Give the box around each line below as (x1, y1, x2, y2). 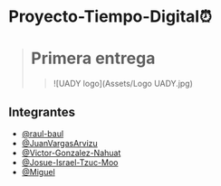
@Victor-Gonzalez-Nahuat (21, 147, 121, 158)
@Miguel (21, 166, 55, 177)
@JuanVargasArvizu (21, 137, 99, 148)
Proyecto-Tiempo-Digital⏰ (8, 6, 212, 27)
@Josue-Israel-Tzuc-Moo (21, 156, 119, 168)
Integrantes (8, 104, 76, 119)
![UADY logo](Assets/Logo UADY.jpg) (53, 79, 194, 89)
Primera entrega (30, 48, 156, 69)
